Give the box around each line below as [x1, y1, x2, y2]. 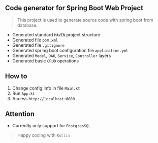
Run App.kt [12, 90, 35, 96]
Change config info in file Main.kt [12, 85, 80, 91]
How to [5, 72, 28, 81]
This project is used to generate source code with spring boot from [17, 17, 154, 23]
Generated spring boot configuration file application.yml [12, 47, 128, 53]
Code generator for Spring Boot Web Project [5, 4, 144, 12]
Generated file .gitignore [12, 42, 65, 48]
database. [17, 22, 38, 28]
